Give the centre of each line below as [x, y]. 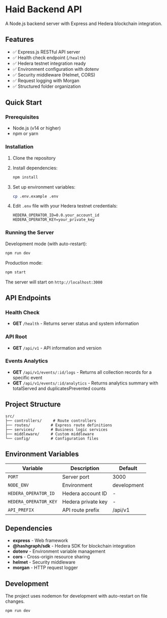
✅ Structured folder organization [47, 86]
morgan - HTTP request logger [45, 568]
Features [20, 40]
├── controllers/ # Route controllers [51, 421]
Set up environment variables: [44, 187]
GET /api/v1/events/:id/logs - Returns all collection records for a [82, 372]
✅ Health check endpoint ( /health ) [49, 58]
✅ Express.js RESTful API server [46, 51]
